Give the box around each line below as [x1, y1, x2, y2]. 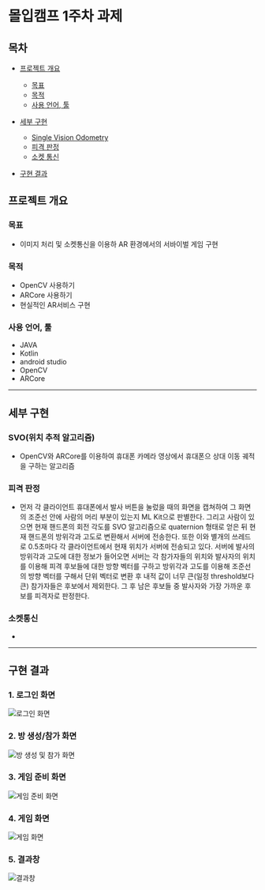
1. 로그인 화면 [8, 689, 56, 700]
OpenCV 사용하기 [19, 280, 75, 289]
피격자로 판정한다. [34, 591, 90, 601]
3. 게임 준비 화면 [8, 771, 67, 783]
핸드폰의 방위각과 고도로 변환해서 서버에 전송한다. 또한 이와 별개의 [28, 532, 230, 541]
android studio [19, 357, 67, 367]
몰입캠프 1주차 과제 [8, 7, 123, 25]
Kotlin [19, 349, 39, 358]
